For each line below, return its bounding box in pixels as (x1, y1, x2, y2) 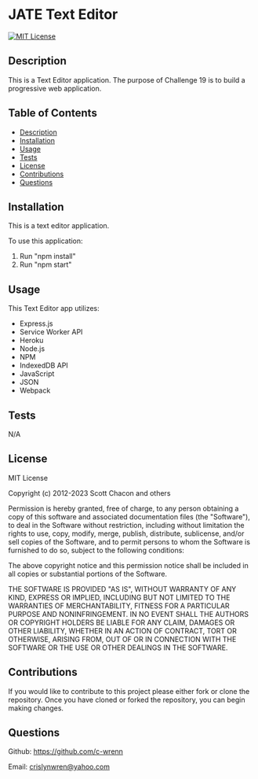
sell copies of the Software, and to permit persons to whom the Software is (8, 537, 251, 546)
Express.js (19, 319, 53, 328)
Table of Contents (8, 106, 98, 120)
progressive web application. (8, 83, 102, 93)
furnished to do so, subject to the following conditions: (8, 545, 184, 555)
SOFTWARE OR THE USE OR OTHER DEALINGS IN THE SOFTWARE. (8, 643, 228, 652)
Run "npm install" (19, 252, 76, 261)
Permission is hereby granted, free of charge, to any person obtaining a (8, 504, 239, 513)
